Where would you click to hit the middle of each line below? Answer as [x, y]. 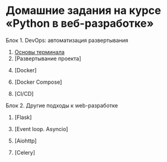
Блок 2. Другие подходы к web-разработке [62, 105]
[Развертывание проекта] [48, 58]
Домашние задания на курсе [83, 11]
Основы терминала [39, 52]
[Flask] [23, 117]
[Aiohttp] [25, 141]
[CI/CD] [24, 93]
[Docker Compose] [38, 82]
